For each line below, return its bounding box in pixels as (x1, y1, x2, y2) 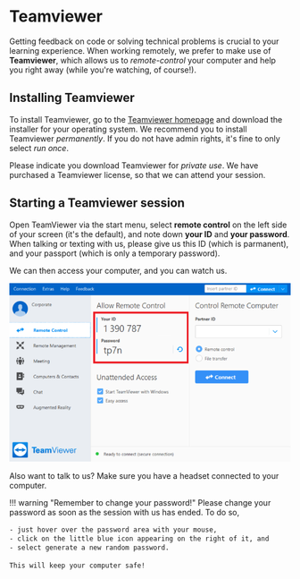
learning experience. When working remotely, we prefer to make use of (9, 45, 271, 55)
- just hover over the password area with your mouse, (9, 525, 218, 534)
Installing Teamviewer (9, 90, 136, 106)
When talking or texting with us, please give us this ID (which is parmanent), (9, 238, 289, 249)
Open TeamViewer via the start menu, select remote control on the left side (9, 219, 287, 230)
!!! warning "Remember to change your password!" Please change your (9, 497, 271, 507)
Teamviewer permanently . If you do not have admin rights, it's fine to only (9, 132, 281, 144)
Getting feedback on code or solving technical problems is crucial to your (9, 36, 279, 47)
